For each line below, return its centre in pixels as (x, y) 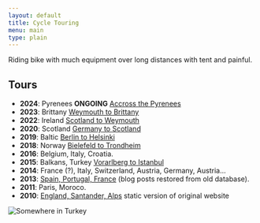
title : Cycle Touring (44, 23)
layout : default (35, 15)
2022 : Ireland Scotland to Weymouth (80, 121)
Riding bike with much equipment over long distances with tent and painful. (130, 60)
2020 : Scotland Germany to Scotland (80, 129)
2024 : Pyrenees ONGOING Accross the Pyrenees (100, 104)
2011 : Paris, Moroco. (53, 188)
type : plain (28, 37)
